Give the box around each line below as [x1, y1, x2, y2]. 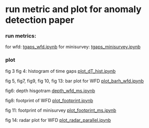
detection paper [5, 14, 75, 26]
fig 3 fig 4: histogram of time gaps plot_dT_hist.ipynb [5, 68, 116, 74]
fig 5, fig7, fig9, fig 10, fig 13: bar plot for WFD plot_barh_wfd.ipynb [5, 77, 144, 84]
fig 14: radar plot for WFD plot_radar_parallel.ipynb [5, 117, 111, 123]
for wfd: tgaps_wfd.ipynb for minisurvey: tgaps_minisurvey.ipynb [5, 44, 141, 50]
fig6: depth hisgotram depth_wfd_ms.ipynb [5, 88, 96, 94]
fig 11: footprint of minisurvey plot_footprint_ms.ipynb [5, 107, 116, 113]
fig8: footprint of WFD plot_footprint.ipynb [5, 97, 93, 103]
